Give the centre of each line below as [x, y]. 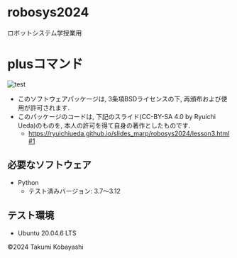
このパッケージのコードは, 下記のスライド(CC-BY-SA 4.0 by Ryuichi [117, 116]
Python [28, 182]
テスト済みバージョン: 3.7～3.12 [74, 191]
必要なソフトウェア [49, 165]
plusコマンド [45, 64]
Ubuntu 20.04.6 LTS [47, 233]
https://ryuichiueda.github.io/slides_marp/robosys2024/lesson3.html [129, 133]
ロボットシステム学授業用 [45, 33]
